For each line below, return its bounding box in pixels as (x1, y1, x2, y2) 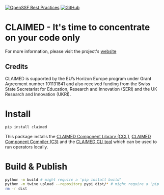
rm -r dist (5, 186, 27, 191)
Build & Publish (5, 161, 68, 172)
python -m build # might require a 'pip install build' (5, 177, 122, 182)
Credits (5, 63, 28, 71)
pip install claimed (5, 124, 48, 129)
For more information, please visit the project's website (5, 48, 117, 54)
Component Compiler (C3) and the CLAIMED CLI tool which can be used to (5, 139, 157, 145)
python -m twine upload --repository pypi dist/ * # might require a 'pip (5, 182, 160, 187)
